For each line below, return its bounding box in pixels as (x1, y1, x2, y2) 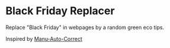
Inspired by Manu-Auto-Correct (5, 35, 82, 42)
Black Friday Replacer (5, 4, 115, 18)
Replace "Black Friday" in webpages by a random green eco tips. (5, 24, 164, 31)
